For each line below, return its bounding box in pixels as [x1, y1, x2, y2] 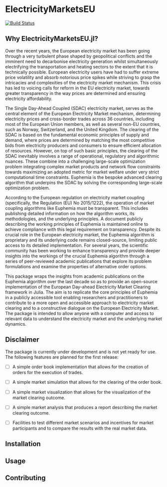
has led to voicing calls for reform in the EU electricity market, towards [5, 85, 150, 91]
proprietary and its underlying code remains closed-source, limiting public [5, 237, 158, 243]
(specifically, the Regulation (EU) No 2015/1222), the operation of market [5, 200, 155, 206]
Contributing [5, 474, 46, 483]
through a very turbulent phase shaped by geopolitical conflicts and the [5, 53, 153, 59]
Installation [5, 440, 41, 448]
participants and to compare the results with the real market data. [12, 425, 147, 431]
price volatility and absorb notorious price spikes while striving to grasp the [5, 74, 160, 80]
